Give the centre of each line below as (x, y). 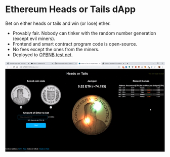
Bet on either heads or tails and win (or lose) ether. (58, 23)
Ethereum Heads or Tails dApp (70, 9)
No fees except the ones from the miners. (56, 49)
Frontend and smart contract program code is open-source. (75, 44)
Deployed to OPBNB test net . (43, 55)
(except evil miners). (34, 38)
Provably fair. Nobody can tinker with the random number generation (84, 33)
